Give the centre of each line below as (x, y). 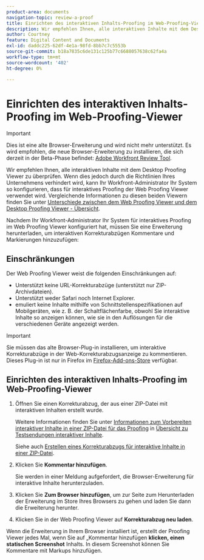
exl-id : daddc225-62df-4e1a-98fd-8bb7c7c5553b (66, 46)
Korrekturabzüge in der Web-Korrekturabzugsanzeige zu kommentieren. (97, 354)
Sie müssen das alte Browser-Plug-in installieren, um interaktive (86, 347)
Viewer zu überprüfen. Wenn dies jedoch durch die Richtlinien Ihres (91, 176)
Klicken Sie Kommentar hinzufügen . (61, 465)
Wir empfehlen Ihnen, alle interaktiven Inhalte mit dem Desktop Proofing (96, 170)
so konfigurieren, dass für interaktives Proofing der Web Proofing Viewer (97, 190)
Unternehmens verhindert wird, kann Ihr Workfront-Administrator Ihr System (102, 183)
